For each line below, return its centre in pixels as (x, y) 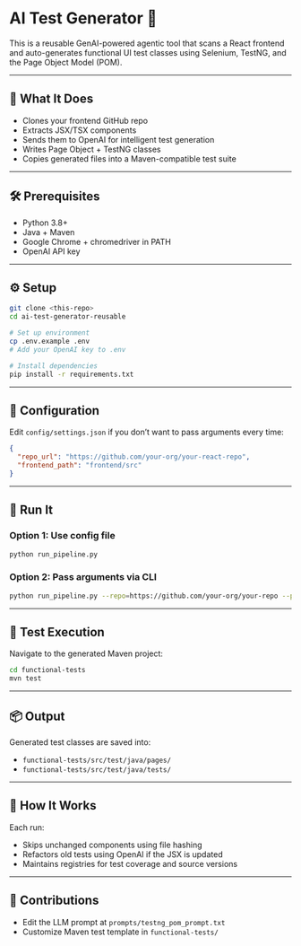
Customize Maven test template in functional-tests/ (120, 932)
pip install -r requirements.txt (72, 374)
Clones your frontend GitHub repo (85, 120)
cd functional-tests (48, 670)
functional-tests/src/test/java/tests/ (97, 770)
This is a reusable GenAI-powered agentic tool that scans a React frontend (147, 43)
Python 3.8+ (45, 223)
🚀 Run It (31, 510)
